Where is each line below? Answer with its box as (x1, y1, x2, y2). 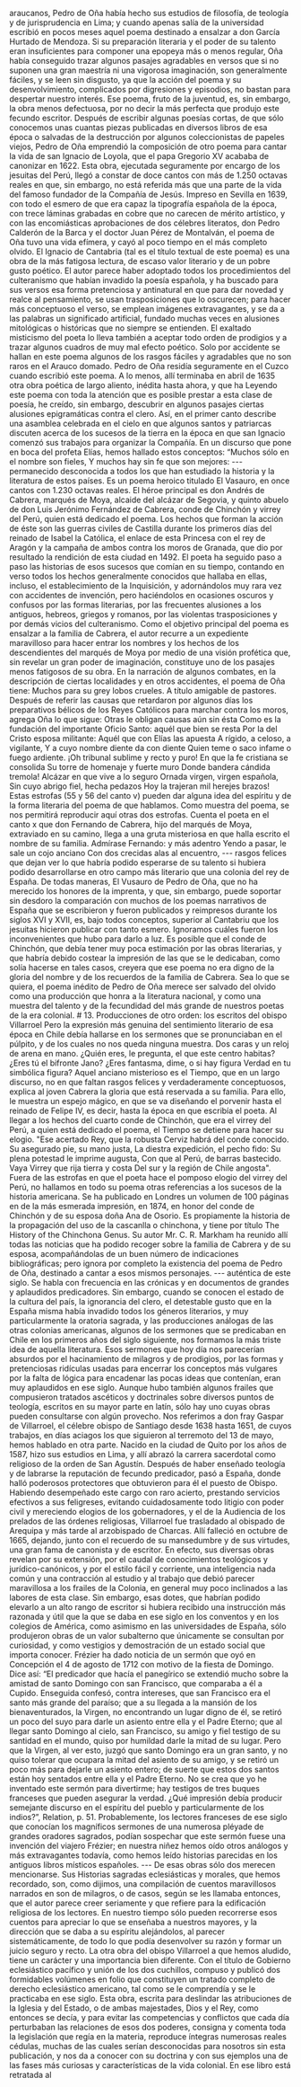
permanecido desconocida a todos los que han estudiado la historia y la (9, 466, 275, 476)
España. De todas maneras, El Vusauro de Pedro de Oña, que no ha (9, 876, 258, 887)
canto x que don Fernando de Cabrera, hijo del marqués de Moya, (9, 819, 253, 829)
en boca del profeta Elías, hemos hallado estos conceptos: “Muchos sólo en (9, 447, 289, 457)
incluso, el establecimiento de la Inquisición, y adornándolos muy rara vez (9, 580, 282, 591)
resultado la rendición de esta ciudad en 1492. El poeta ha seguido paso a (9, 552, 282, 562)
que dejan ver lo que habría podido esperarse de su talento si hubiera (9, 857, 267, 868)
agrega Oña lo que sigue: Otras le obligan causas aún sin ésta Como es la (9, 714, 282, 724)
